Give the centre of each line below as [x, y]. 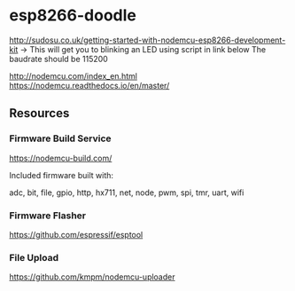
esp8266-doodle [73, 16]
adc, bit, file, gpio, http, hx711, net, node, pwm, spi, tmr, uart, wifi [127, 193]
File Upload [34, 257]
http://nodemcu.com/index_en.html [73, 75]
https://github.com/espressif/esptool [76, 234]
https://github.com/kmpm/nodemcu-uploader [92, 277]
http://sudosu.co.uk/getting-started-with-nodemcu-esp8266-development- [147, 40]
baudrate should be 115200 [58, 59]
